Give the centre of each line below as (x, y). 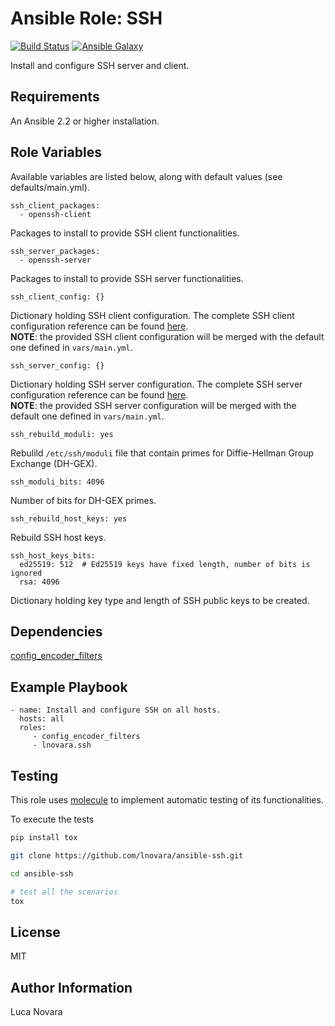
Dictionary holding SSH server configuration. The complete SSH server (156, 384)
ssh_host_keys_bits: (53, 555)
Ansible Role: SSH (86, 18)
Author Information (71, 987)
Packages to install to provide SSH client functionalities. (125, 233)
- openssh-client (55, 214)
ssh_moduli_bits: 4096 (57, 482)
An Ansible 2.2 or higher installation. (85, 121)
